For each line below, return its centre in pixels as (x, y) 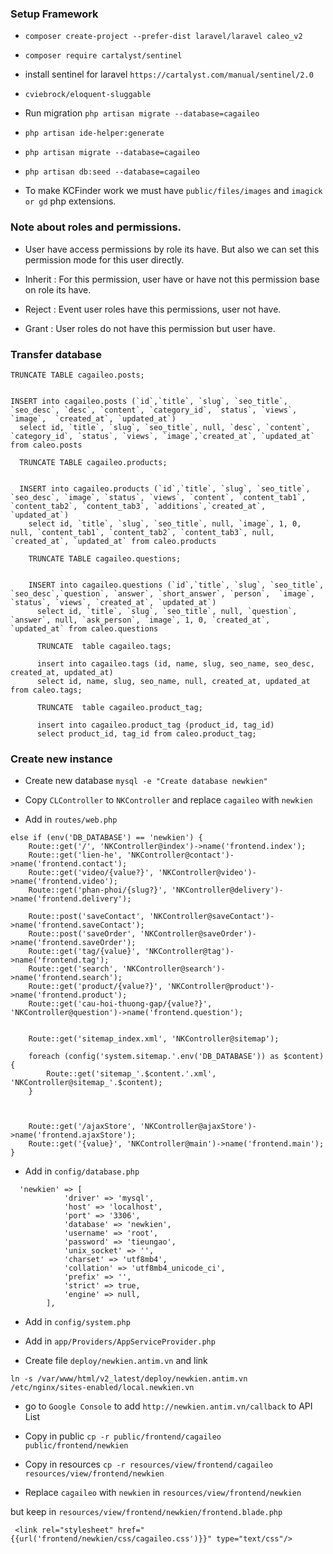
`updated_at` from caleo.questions (84, 628)
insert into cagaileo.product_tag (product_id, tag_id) (155, 725)
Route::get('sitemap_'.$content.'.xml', (131, 1074)
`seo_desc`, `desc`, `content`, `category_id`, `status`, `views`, (154, 410)
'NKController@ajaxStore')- (198, 1127)
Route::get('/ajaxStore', (82, 1127)
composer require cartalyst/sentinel (103, 56)
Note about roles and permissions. (96, 227)
